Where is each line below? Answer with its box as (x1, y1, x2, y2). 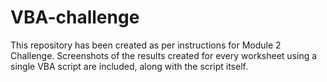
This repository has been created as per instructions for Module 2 (10, 39, 282, 51)
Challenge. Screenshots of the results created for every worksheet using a (10, 49, 318, 61)
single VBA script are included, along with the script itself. (10, 60, 248, 72)
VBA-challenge (10, 6, 140, 29)
